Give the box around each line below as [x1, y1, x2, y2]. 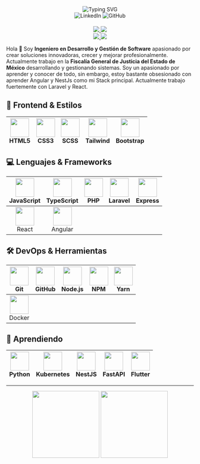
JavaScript [9, 196, 40, 205]
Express [136, 196, 160, 205]
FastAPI [102, 370, 126, 378]
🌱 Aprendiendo [6, 334, 63, 344]
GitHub [35, 285, 56, 293]
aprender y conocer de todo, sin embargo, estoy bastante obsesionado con [6, 71, 192, 77]
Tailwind [85, 136, 110, 145]
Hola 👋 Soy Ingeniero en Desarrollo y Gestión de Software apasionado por [6, 45, 191, 52]
